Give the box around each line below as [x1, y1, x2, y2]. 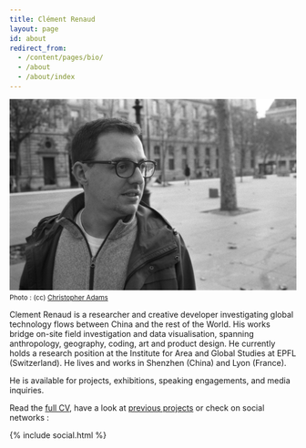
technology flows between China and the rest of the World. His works [9, 319, 270, 330]
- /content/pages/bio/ [17, 53, 104, 63]
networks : [9, 412, 50, 423]
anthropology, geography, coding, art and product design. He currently [9, 338, 276, 350]
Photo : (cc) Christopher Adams [9, 293, 108, 302]
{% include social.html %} [9, 430, 107, 441]
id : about [9, 34, 47, 43]
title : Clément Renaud [9, 15, 96, 24]
